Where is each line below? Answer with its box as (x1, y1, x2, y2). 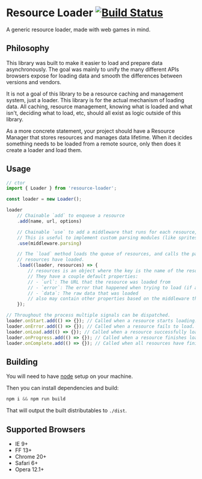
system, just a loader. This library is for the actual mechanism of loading (6, 96, 185, 103)
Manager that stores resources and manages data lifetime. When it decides (6, 133, 192, 141)
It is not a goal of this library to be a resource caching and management (6, 90, 183, 97)
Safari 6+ (14, 459, 38, 466)
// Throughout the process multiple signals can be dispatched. (6, 313, 171, 319)
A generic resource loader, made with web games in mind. (6, 26, 151, 33)
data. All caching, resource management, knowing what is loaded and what (6, 103, 192, 110)
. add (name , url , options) (17, 218, 82, 224)
